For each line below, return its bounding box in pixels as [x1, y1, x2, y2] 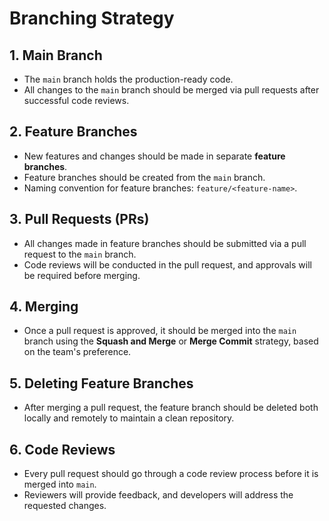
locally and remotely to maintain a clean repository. [23, 412, 235, 424]
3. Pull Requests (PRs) [9, 211, 150, 228]
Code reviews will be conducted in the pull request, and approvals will [23, 258, 312, 271]
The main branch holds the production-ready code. [23, 73, 234, 85]
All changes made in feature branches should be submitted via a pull [23, 237, 307, 249]
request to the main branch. [23, 248, 137, 260]
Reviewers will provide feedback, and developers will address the [23, 489, 294, 501]
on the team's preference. [23, 346, 132, 358]
